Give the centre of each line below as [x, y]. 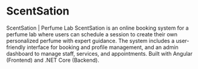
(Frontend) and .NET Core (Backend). [53, 60]
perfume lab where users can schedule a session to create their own [92, 34]
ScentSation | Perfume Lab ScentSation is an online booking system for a [97, 28]
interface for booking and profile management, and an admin [103, 47]
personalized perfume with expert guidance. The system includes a [91, 41]
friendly [16, 47]
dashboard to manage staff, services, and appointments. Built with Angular [99, 53]
